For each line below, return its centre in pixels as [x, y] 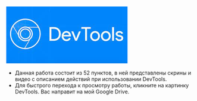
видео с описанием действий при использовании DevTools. [91, 79]
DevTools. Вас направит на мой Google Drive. [72, 92]
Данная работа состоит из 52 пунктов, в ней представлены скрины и [103, 73]
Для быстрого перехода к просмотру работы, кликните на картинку [102, 85]
